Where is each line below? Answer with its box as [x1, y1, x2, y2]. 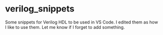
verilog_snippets [5, 3, 75, 14]
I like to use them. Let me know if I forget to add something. [5, 24, 125, 30]
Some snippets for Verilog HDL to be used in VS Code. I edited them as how [5, 19, 158, 25]
